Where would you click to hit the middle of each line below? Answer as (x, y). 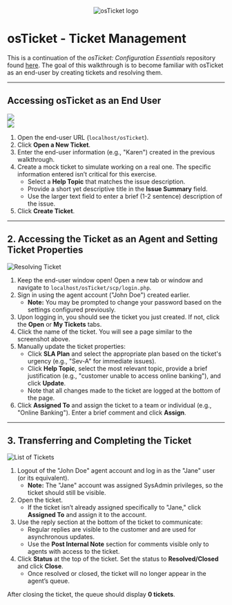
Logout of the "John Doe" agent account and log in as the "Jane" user (116, 471)
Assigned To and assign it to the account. (87, 515)
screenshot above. (43, 338)
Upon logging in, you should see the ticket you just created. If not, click (118, 317)
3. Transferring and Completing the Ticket (99, 441)
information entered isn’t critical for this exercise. (87, 174)
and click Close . (40, 566)
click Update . (47, 383)
